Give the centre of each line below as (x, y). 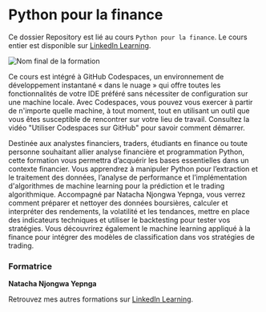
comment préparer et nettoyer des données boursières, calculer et (118, 203)
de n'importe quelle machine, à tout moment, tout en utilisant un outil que (129, 111)
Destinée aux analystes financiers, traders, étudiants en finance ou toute (128, 143)
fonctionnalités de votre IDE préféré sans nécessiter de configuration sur (128, 93)
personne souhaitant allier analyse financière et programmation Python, (127, 152)
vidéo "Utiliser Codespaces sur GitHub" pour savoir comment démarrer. (127, 128)
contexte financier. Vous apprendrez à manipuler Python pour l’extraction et (133, 168)
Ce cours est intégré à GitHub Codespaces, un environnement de (116, 76)
